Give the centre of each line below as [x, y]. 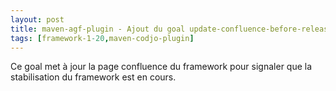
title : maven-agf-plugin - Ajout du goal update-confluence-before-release [171, 29]
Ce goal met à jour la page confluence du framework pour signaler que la [161, 67]
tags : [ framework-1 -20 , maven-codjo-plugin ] [102, 38]
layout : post [37, 19]
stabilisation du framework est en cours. [93, 77]
